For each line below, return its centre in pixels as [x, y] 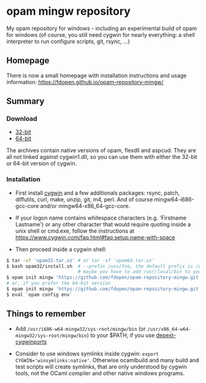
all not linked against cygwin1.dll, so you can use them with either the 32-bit [102, 157]
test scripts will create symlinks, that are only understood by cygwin [101, 366]
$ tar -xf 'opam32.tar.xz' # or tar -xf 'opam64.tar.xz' [81, 260]
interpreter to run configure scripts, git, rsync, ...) [68, 41]
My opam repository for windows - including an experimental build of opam [102, 28]
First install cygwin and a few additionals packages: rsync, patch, [97, 193]
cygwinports [31, 341]
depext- [166, 335]
